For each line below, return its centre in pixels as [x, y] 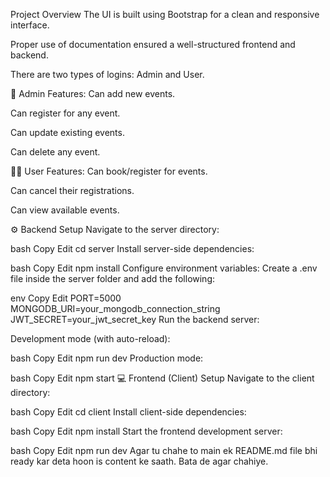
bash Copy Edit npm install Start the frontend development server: [146, 431]
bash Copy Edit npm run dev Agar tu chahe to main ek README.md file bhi [164, 450]
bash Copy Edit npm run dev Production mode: [107, 358]
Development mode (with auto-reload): [90, 338]
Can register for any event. [65, 113]
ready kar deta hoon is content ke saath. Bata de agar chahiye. [139, 461]
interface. [30, 25]
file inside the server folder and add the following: [113, 278]
